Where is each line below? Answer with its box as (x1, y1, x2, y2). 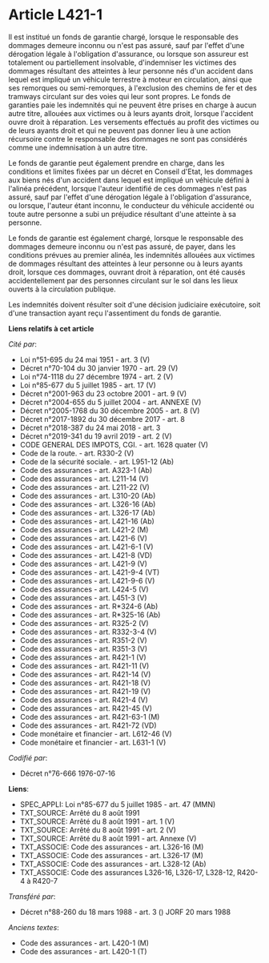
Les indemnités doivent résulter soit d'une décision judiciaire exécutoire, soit (8, 299, 261, 309)
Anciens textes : (8, 922, 60, 932)
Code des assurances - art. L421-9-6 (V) (19, 576, 155, 585)
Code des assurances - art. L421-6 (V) (19, 533, 148, 543)
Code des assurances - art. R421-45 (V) (19, 703, 153, 713)
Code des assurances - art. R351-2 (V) (19, 635, 148, 645)
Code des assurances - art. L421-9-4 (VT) (19, 567, 160, 577)
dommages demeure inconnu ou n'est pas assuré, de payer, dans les (8, 242, 236, 251)
